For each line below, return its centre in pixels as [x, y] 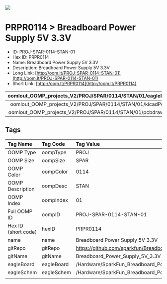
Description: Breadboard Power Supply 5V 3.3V [61, 68]
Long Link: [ [25, 73]
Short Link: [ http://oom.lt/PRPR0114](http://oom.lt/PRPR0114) [74, 83]
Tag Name [20, 144]
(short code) [22, 232]
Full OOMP [20, 211]
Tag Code [53, 144]
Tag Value [88, 144]
